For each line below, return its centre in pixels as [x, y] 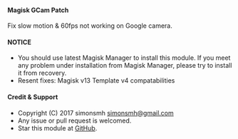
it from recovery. [42, 73]
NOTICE [20, 42]
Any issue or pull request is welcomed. [74, 120]
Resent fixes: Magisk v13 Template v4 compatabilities [96, 81]
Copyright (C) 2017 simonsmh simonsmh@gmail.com [96, 113]
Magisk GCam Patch [38, 10]
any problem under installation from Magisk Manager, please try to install [125, 66]
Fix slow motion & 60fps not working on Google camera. [90, 26]
